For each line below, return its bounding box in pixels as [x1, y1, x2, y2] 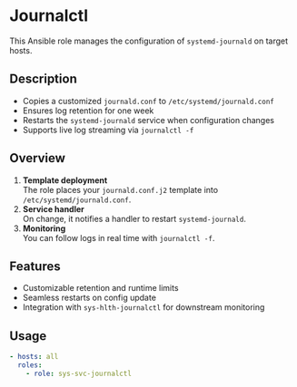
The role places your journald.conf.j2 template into [22, 184, 219, 195]
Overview [9, 150, 66, 166]
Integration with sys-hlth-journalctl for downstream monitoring [22, 302, 265, 313]
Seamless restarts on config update [22, 292, 157, 304]
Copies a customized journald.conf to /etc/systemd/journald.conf [22, 95, 274, 106]
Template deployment [22, 174, 108, 186]
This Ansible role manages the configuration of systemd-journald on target [9, 35, 289, 46]
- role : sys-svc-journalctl [25, 369, 132, 378]
